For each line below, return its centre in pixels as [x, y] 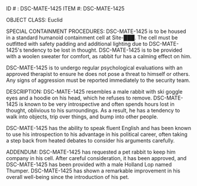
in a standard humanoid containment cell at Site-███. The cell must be [92, 37]
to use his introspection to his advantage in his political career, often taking [97, 134]
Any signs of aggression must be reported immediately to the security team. [98, 80]
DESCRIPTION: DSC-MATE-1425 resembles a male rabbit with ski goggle [94, 92]
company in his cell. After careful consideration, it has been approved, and [96, 158]
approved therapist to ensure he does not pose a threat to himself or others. [98, 74]
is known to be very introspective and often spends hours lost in [97, 104]
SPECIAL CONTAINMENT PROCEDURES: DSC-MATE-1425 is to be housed [96, 31]
